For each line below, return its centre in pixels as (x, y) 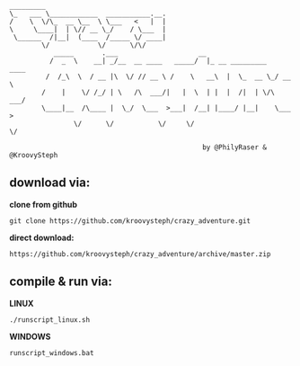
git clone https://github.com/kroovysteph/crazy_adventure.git (130, 221)
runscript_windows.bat (52, 353)
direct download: (42, 237)
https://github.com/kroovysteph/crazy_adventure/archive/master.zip (140, 254)
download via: (50, 183)
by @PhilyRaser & (234, 147)
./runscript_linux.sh (50, 320)
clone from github (44, 204)
